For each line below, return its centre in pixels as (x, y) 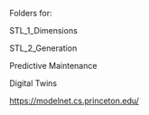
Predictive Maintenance (53, 66)
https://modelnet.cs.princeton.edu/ (74, 101)
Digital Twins (33, 83)
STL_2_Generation (43, 48)
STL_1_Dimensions (44, 30)
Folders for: (31, 13)
